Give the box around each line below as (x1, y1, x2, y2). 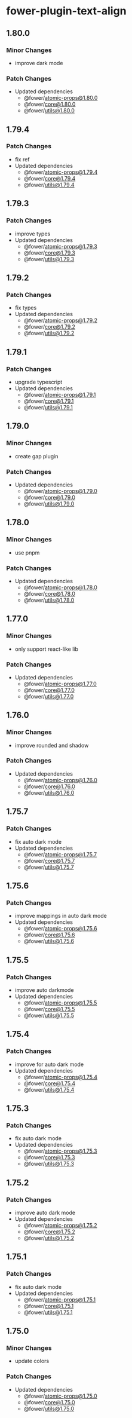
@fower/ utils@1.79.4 (23, 181, 75, 188)
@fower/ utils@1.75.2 (23, 1234, 75, 1241)
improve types (14, 230, 51, 237)
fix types (14, 304, 37, 311)
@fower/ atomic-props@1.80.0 (23, 94, 98, 102)
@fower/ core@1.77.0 (23, 686, 75, 694)
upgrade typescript (14, 378, 63, 385)
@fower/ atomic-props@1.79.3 (23, 243, 97, 250)
